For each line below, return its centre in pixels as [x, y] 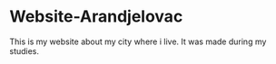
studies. [24, 50]
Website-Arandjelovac [96, 17]
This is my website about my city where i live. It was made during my [138, 41]
